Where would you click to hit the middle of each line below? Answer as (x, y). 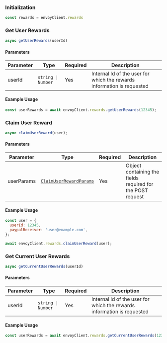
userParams (22, 181)
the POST (137, 190)
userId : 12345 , (25, 225)
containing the (143, 172)
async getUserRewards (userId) (37, 41)
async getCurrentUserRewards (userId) (44, 266)
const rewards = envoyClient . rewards (44, 18)
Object (134, 166)
